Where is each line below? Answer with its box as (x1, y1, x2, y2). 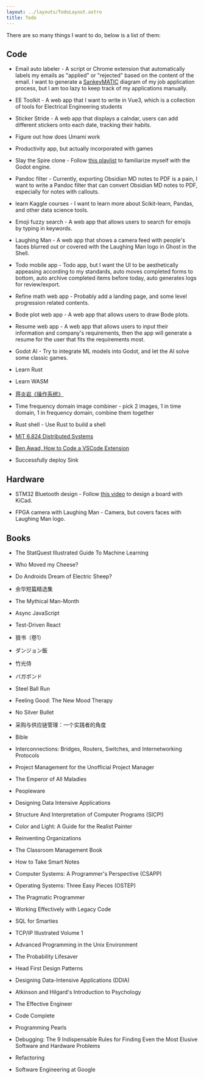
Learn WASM (15, 378, 49, 385)
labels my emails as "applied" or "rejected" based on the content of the (15, 71, 194, 79)
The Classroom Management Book (15, 846, 102, 854)
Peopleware (15, 787, 46, 794)
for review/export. (15, 281, 61, 288)
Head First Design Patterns (15, 964, 83, 972)
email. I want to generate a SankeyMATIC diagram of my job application (15, 78, 195, 85)
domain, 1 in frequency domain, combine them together (15, 409, 154, 416)
